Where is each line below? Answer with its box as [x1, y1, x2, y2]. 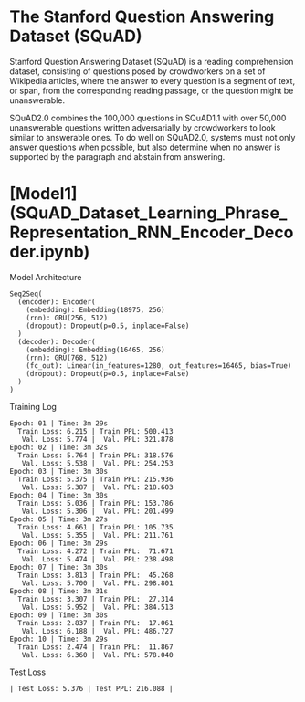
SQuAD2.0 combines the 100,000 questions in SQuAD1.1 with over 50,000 [9, 112, 287, 123]
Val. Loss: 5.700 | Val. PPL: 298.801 [21, 578, 174, 588]
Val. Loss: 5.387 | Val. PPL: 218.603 [21, 482, 174, 492]
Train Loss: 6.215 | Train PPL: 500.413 [17, 426, 174, 435]
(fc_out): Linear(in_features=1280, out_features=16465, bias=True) [26, 361, 292, 371]
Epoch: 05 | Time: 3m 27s [9, 514, 108, 524]
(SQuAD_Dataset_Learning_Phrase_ [9, 203, 288, 224]
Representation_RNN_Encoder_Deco [9, 222, 294, 243]
